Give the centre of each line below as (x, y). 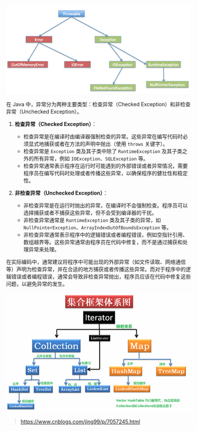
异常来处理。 (44, 249)
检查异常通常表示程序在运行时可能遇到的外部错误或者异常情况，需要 (106, 165)
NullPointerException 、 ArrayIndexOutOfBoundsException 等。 (97, 227)
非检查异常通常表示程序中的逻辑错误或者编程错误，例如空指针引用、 (106, 235)
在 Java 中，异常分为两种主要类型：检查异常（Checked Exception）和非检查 (98, 104)
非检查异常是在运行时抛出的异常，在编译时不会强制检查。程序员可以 (106, 205)
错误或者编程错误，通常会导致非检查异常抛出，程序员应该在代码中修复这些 (101, 276)
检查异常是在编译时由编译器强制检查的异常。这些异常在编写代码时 (103, 136)
